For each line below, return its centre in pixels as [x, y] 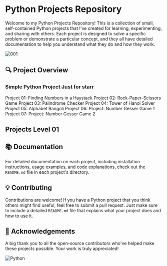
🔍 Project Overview [37, 70]
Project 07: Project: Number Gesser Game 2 [50, 114]
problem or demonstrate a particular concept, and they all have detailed [79, 39]
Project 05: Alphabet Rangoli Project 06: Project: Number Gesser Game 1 [80, 108]
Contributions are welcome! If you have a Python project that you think [78, 200]
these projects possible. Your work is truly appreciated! [62, 249]
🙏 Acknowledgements [40, 231]
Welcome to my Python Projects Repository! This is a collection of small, [79, 23]
